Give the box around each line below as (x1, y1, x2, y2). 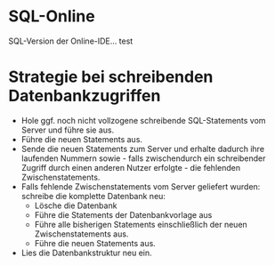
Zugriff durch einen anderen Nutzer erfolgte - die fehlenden (20, 162, 241, 173)
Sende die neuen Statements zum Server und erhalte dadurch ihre (20, 143, 264, 154)
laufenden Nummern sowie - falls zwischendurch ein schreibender (20, 153, 266, 164)
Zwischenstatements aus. (34, 229, 129, 239)
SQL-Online (8, 6, 95, 27)
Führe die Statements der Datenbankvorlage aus (34, 209, 213, 220)
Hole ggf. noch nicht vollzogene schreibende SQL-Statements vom (20, 115, 266, 125)
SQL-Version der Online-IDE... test (8, 36, 133, 46)
